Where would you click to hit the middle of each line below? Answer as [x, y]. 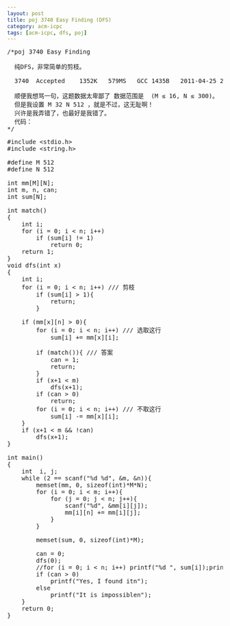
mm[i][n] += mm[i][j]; [103, 513]
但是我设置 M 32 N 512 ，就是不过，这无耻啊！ [84, 105]
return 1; [38, 252]
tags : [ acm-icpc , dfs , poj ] [47, 33]
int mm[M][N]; [31, 183]
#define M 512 [31, 163]
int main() [25, 458]
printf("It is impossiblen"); [101, 595]
